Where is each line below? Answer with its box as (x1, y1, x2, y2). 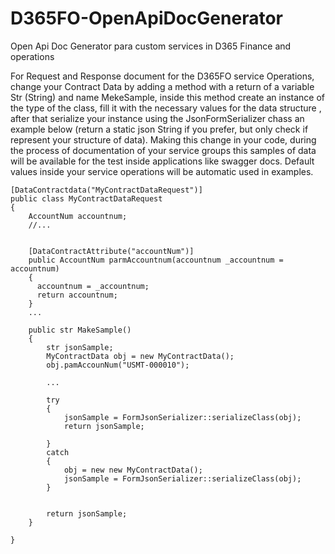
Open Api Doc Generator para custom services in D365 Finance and (10, 40, 292, 52)
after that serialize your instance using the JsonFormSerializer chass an (10, 112, 305, 124)
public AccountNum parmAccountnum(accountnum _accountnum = (28, 255, 284, 265)
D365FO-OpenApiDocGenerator (10, 7, 283, 30)
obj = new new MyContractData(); (63, 465, 203, 475)
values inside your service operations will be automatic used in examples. (10, 165, 314, 177)
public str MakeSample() (28, 325, 132, 335)
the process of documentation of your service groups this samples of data (10, 144, 317, 156)
